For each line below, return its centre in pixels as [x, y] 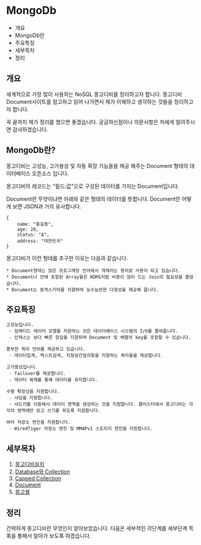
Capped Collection [38, 478]
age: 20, [28, 229]
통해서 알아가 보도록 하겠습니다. [54, 536]
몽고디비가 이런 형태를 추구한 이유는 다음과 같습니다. [67, 258]
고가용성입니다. [22, 367]
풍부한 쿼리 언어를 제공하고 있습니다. [46, 349]
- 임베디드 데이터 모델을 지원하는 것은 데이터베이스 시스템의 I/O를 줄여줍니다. [93, 331]
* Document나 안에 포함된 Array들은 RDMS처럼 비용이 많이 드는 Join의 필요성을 [94, 277]
